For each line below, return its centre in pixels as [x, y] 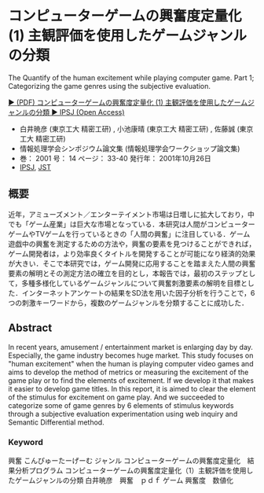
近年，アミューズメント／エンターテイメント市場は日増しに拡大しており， [128, 214]
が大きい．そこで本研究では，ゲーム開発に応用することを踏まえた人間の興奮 [132, 263]
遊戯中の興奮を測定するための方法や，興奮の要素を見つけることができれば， [132, 244]
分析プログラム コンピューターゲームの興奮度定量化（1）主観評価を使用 [130, 470]
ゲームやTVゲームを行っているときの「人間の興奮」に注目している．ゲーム [129, 234]
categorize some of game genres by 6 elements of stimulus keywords [121, 405]
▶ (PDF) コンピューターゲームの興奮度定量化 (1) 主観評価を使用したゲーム [128, 102]
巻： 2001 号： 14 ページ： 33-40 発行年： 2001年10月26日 [115, 158]
